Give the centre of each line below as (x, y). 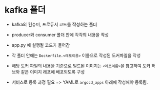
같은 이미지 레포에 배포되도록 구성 (53, 72)
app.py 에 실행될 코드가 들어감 (41, 45)
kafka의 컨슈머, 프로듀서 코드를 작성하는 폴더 (54, 24)
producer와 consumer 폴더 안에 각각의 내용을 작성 (60, 35)
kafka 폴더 (25, 10)
